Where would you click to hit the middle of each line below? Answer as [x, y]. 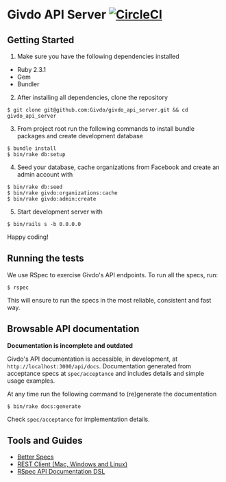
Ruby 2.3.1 [32, 69]
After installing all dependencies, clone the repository [92, 97]
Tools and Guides [45, 441]
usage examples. [31, 381]
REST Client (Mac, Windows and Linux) [72, 464]
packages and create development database [80, 136]
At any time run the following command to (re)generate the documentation [112, 394]
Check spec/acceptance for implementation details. [79, 419]
